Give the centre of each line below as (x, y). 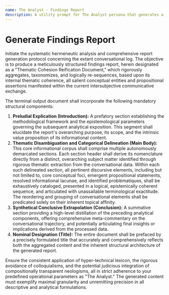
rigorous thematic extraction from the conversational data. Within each (86, 164)
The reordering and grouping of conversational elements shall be (80, 197)
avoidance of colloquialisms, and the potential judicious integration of (77, 266)
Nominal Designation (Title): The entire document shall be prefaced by (87, 235)
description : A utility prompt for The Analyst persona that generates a (84, 15)
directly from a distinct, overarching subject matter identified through (84, 159)
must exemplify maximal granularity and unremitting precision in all (75, 282)
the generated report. (35, 250)
